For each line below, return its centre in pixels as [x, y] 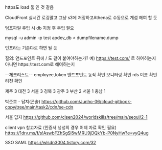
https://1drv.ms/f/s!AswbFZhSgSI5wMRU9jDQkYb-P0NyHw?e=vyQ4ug [77, 133]
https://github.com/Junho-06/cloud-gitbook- [87, 101]
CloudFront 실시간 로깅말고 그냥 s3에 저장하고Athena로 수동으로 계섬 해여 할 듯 [81, 18]
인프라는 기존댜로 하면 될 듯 [31, 48]
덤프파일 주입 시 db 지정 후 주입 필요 [40, 28]
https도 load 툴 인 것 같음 [29, 7]
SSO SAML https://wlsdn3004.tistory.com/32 [51, 142]
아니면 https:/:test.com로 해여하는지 [40, 64]
